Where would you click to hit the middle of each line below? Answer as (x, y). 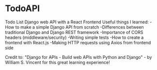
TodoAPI (23, 9)
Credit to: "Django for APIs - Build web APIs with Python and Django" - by (78, 57)
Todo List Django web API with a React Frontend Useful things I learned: (77, 22)
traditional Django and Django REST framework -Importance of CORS (74, 32)
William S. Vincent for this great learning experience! (58, 62)
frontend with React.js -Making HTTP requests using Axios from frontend (78, 42)
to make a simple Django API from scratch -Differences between (79, 27)
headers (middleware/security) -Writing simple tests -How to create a (74, 37)
